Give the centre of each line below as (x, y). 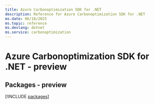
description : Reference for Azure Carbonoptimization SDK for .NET (75, 14)
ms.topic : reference (26, 23)
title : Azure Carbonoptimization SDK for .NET (53, 10)
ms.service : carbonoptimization (38, 32)
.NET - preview (36, 67)
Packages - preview (36, 85)
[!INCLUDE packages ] (27, 96)
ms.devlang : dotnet (25, 28)
